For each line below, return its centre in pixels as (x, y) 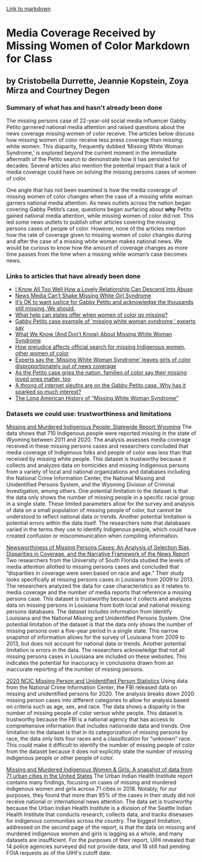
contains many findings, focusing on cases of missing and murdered (91, 782)
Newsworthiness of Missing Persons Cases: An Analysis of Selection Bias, (99, 548)
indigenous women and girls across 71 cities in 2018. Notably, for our (92, 789)
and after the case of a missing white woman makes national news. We (94, 241)
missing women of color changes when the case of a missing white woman (99, 196)
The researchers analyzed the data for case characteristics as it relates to (98, 586)
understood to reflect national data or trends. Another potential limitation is (99, 517)
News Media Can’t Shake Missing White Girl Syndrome (83, 296)
